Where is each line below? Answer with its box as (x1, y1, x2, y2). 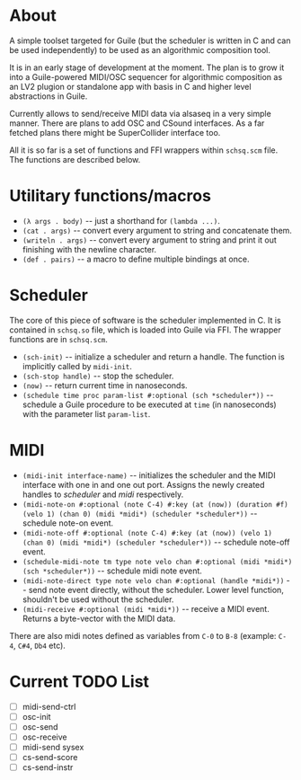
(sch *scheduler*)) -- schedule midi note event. (22, 565, 202, 576)
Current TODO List (9, 671, 150, 692)
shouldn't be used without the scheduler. (22, 594, 174, 605)
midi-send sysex (22, 741, 84, 752)
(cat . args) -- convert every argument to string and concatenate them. (22, 225, 292, 235)
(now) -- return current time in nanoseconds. (22, 379, 188, 391)
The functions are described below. (9, 154, 141, 164)
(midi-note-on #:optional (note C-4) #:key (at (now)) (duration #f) (22, 500, 289, 509)
